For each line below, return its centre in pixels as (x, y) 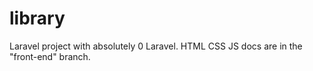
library (37, 18)
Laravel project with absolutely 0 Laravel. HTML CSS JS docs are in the (156, 46)
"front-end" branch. (50, 56)
